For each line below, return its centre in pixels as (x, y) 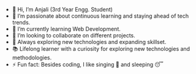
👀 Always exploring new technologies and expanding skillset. (89, 42)
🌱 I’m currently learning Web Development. (66, 29)
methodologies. (32, 57)
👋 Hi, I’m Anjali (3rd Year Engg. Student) (62, 9)
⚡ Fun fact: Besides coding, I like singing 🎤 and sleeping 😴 (88, 65)
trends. (21, 22)
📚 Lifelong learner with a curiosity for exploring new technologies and (101, 49)
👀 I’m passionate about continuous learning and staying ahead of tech (100, 16)
